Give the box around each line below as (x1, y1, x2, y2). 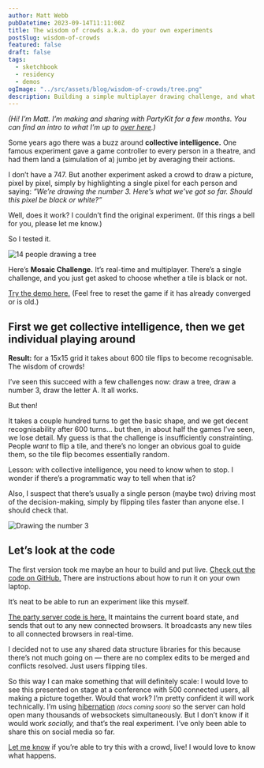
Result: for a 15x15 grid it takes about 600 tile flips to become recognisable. (8, 354, 254, 363)
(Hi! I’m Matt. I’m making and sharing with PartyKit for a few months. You (8, 114, 247, 123)
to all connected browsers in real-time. (8, 629, 134, 638)
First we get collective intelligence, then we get (8, 320, 245, 333)
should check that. (8, 505, 69, 515)
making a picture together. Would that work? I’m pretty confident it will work (8, 693, 255, 702)
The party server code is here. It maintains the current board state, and (8, 612, 239, 622)
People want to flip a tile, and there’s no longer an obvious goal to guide (8, 441, 241, 451)
